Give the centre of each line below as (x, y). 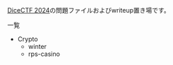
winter (37, 46)
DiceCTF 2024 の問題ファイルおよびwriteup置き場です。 (89, 10)
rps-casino (44, 54)
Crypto (28, 39)
